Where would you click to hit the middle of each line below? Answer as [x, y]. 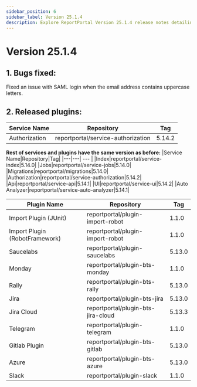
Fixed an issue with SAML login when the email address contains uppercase [98, 87]
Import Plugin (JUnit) [38, 218]
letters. [15, 93]
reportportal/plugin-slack [122, 376]
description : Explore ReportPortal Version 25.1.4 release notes [87, 22]
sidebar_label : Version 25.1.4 [44, 17]
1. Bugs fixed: [31, 73]
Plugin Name [45, 205]
